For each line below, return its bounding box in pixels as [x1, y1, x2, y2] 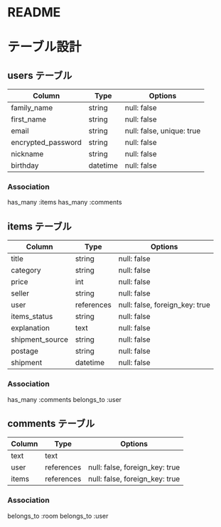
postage [11, 346, 39, 356]
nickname [11, 149, 44, 159]
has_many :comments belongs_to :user [7, 395, 122, 403]
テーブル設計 [7, 39, 82, 55]
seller [11, 288, 30, 298]
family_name [11, 103, 53, 113]
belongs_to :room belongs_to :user [7, 511, 109, 520]
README [7, 4, 61, 21]
